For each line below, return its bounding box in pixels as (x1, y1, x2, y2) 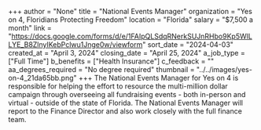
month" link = (8, 23, 53, 32)
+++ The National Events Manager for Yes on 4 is (78, 74, 239, 82)
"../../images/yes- (196, 65, 253, 74)
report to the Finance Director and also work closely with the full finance (8, 107, 242, 116)
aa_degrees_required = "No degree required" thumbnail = (8, 65, 195, 74)
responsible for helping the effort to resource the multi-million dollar (8, 81, 228, 91)
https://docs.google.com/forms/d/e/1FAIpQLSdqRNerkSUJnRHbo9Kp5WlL (11, 31, 253, 41)
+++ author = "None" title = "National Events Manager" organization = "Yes (8, 7, 253, 16)
